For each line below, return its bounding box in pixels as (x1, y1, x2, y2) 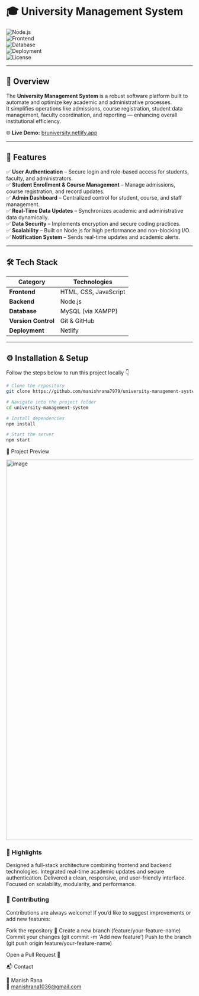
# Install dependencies (6, 415, 65, 421)
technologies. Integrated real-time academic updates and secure (6, 868, 165, 875)
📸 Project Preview (6, 448, 50, 455)
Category (18, 278, 46, 286)
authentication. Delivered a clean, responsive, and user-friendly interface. (6, 874, 187, 881)
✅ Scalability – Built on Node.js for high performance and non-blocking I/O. (6, 226, 191, 234)
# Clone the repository (6, 383, 65, 389)
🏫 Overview (6, 77, 50, 87)
